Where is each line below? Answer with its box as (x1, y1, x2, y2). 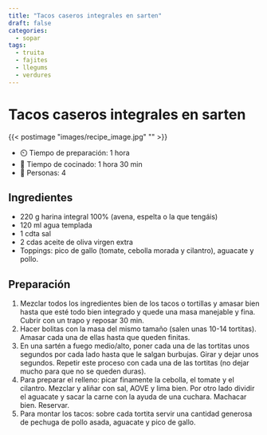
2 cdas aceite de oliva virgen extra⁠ (19, 237, 134, 247)
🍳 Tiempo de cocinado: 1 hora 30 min (19, 159, 143, 168)
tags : (8, 42, 26, 49)
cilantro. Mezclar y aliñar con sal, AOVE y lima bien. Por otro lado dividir (19, 384, 255, 393)
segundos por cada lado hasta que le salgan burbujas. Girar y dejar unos (19, 350, 259, 359)
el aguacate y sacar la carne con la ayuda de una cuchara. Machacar (19, 392, 247, 401)
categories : (8, 26, 48, 34)
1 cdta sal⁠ (19, 229, 52, 239)
